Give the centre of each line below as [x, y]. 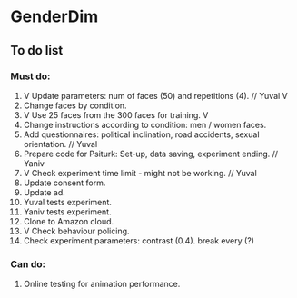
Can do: [28, 263]
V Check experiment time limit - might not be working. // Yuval [140, 173]
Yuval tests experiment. [68, 202]
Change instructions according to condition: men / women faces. [145, 124]
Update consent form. [64, 183]
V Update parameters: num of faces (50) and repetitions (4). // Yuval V [156, 95]
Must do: [30, 76]
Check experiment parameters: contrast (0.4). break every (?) [139, 240]
